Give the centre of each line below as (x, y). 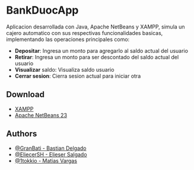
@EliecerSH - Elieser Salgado (51, 154)
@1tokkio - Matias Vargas (46, 161)
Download (25, 94)
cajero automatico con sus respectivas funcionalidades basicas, (85, 33)
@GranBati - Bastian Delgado (50, 148)
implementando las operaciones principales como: (68, 39)
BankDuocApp (42, 10)
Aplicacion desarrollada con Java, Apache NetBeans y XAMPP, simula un (96, 27)
